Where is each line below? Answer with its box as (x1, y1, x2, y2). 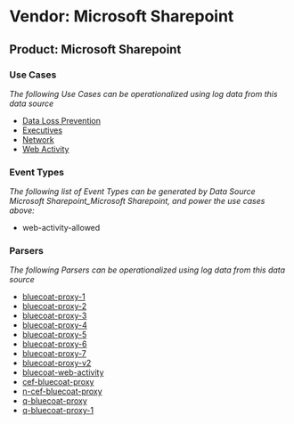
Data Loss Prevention (21, 115, 101, 126)
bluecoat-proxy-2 (21, 301, 87, 312)
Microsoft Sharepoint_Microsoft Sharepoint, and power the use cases (9, 196, 265, 207)
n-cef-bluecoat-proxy (21, 386, 102, 397)
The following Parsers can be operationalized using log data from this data (9, 265, 286, 275)
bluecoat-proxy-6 (21, 338, 87, 349)
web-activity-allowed (21, 223, 101, 233)
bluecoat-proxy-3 (21, 310, 87, 322)
